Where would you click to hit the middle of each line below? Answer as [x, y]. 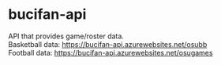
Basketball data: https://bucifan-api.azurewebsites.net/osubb [108, 44]
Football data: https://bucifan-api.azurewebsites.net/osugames [110, 52]
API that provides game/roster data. [66, 36]
